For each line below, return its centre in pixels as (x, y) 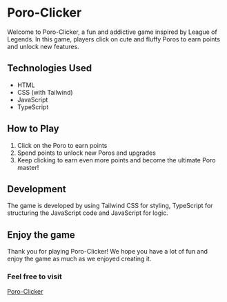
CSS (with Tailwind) (45, 92)
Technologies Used (49, 68)
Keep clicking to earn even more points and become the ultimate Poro (116, 160)
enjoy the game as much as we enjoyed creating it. (79, 259)
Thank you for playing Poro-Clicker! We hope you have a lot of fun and (108, 252)
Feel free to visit (34, 276)
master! (28, 167)
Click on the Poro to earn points (62, 145)
